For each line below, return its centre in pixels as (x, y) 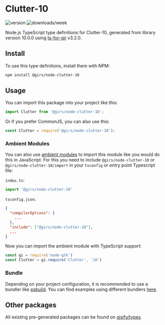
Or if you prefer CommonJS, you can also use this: (57, 122)
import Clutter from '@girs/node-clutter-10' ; (55, 112)
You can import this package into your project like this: (61, 103)
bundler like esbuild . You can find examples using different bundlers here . (81, 289)
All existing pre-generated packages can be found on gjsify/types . (73, 317)
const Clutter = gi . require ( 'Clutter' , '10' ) (53, 260)
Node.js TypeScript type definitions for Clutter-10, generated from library (80, 32)
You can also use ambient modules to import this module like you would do (82, 154)
